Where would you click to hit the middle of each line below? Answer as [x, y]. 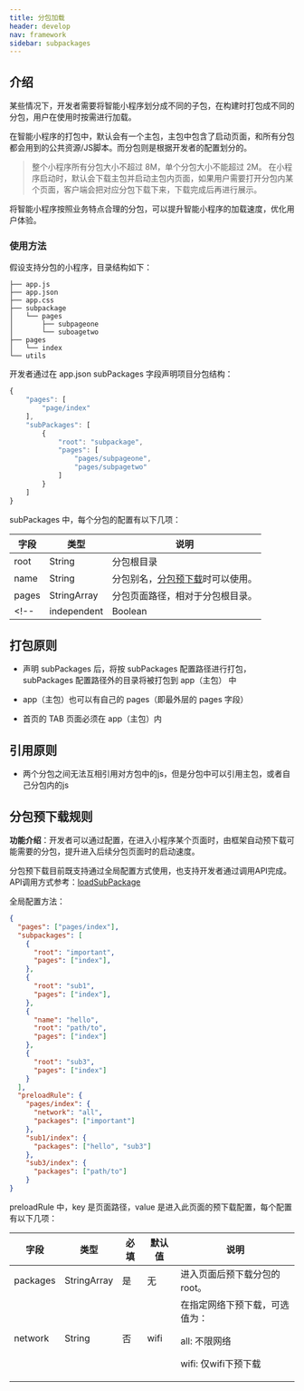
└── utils [28, 356]
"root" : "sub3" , [64, 1062]
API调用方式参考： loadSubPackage [75, 882]
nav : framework [38, 34]
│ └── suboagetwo [54, 332]
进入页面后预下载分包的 [230, 1274]
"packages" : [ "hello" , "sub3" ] [92, 1146]
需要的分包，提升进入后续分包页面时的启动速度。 [108, 852]
